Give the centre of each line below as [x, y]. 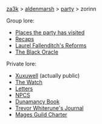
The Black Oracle [37, 52]
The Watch [29, 82]
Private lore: [21, 64]
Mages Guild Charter [41, 115]
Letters [24, 89]
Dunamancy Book [37, 101]
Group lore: [20, 20]
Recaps [25, 39]
